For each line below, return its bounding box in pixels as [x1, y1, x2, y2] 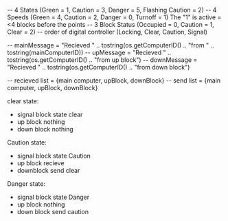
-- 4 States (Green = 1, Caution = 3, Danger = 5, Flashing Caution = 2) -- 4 [7, 6, 217, 14]
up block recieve [16, 159, 65, 167]
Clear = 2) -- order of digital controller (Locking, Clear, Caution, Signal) [7, 28, 208, 36]
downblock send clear [16, 167, 80, 174]
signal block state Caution [16, 151, 91, 160]
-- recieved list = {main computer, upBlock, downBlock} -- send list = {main [7, 76, 221, 85]
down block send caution [16, 208, 89, 215]
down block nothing [16, 125, 73, 133]
